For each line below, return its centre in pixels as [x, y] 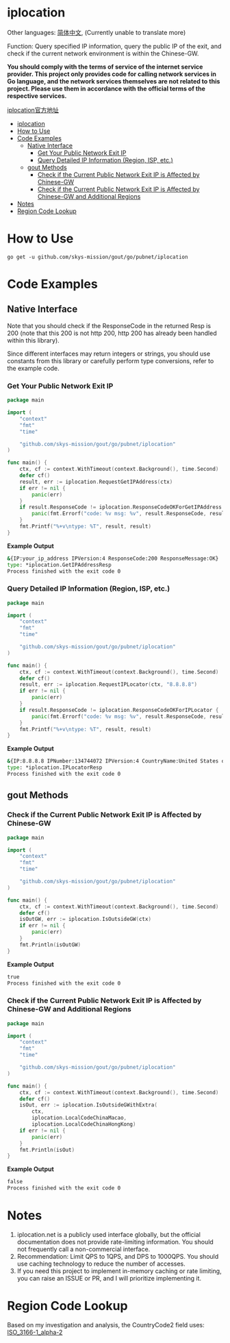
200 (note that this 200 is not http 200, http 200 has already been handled [112, 333]
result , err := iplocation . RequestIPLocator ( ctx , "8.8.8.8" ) [108, 685]
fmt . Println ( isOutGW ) [50, 945]
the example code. [33, 368]
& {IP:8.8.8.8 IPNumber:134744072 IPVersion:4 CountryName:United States [113, 761]
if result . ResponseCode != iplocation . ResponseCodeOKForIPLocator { [119, 710]
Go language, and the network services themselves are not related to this [114, 81]
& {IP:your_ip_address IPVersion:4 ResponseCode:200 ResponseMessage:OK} [113, 558]
